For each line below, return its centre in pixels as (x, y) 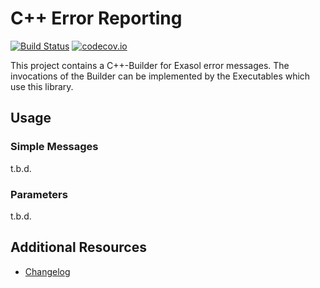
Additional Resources (78, 247)
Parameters (39, 194)
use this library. (42, 86)
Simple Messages (54, 147)
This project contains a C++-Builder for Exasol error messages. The (150, 65)
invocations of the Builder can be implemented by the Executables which (160, 76)
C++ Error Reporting (96, 18)
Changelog (47, 271)
